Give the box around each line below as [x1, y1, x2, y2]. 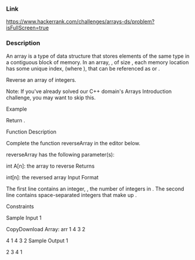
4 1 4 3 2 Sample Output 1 [6, 237, 69, 244]
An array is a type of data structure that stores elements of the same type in [6, 52, 190, 59]
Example [6, 105, 28, 112]
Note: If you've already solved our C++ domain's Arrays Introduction [6, 88, 172, 95]
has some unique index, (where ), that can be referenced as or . [6, 65, 160, 72]
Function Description [6, 128, 57, 135]
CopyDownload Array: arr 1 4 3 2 [6, 225, 86, 232]
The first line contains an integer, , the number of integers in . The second [6, 185, 184, 192]
